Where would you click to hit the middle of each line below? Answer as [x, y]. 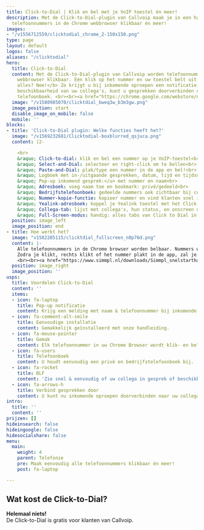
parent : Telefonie [40, 458]
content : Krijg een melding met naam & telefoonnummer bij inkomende [107, 311]
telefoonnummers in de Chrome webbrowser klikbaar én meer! [89, 23]
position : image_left [39, 221]
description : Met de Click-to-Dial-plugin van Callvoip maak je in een [99, 18]
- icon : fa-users [34, 351]
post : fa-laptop [38, 469]
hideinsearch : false [32, 424]
